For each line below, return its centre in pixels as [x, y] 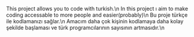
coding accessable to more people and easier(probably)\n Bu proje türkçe [97, 15]
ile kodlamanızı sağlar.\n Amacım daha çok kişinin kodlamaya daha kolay [95, 21]
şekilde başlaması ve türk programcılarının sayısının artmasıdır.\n [85, 27]
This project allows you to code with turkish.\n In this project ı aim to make [97, 9]
